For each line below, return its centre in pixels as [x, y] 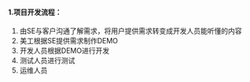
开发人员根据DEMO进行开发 [64, 50]
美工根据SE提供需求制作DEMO [69, 41]
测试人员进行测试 [47, 61]
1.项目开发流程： [35, 12]
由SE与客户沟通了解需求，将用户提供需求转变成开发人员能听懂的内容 [131, 31]
